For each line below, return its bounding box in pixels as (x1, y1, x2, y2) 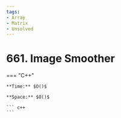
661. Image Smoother (6, 52, 116, 65)
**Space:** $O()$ (6, 94, 50, 100)
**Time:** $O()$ (6, 84, 47, 90)
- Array (6, 15, 26, 21)
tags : (6, 8, 20, 15)
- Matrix (6, 20, 28, 26)
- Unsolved (6, 25, 34, 32)
